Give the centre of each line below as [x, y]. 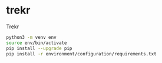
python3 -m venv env [32, 37]
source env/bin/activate [37, 43]
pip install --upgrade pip [39, 48]
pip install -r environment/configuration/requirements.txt [82, 54]
